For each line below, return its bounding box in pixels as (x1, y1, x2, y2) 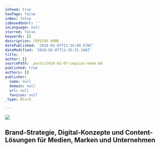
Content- (125, 128, 153, 136)
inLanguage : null (5, 25, 40, 30)
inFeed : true (5, 7, 31, 12)
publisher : (5, 74, 27, 79)
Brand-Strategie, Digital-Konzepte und (5, 128, 124, 136)
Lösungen (5, 136, 36, 144)
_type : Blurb (5, 97, 31, 102)
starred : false (5, 30, 36, 34)
